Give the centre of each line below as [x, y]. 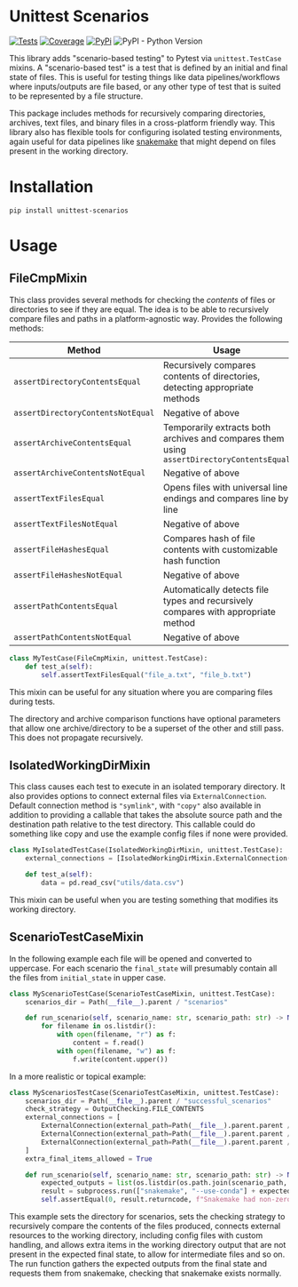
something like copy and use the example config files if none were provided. [149, 834]
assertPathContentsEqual [66, 606]
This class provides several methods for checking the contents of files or [142, 300]
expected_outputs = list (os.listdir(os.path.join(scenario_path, [165, 1183]
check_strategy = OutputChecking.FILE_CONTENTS [114, 1109]
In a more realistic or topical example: [78, 1076]
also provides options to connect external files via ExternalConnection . [138, 796]
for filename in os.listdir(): [99, 1027]
